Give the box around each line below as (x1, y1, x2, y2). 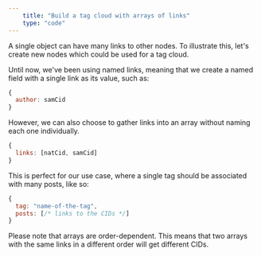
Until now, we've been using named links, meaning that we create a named (8, 64, 254, 74)
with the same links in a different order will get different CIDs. (8, 239, 209, 249)
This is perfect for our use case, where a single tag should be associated (8, 170, 247, 180)
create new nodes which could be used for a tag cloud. (8, 49, 189, 59)
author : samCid (15, 96, 66, 104)
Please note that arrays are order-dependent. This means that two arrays (8, 232, 248, 241)
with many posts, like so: (8, 179, 89, 189)
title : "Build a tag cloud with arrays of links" (22, 11, 191, 20)
